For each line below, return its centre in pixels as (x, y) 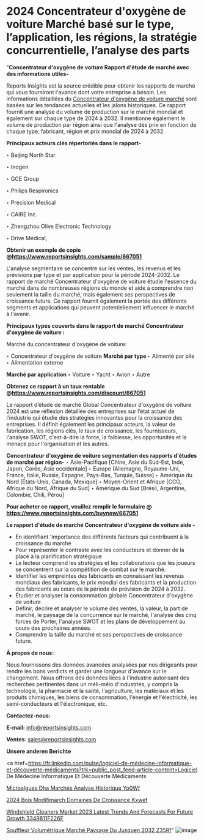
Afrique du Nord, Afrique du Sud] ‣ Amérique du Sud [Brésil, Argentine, (96, 488)
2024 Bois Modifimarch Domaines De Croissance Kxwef (77, 800)
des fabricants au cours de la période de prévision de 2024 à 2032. (100, 589)
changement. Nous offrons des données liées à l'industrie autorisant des (98, 678)
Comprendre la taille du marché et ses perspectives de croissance (99, 634)
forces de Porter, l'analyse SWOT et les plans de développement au (100, 621)
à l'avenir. (18, 314)
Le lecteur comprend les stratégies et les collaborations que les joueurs (105, 562)
